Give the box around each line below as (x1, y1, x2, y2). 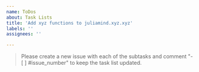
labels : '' (6, 25, 34, 32)
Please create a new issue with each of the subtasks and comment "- (20, 53, 194, 60)
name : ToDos (6, 8, 36, 15)
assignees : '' (6, 31, 42, 37)
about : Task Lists (6, 14, 52, 20)
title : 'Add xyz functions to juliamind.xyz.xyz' (6, 20, 133, 26)
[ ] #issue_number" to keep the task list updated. (20, 59, 142, 67)
